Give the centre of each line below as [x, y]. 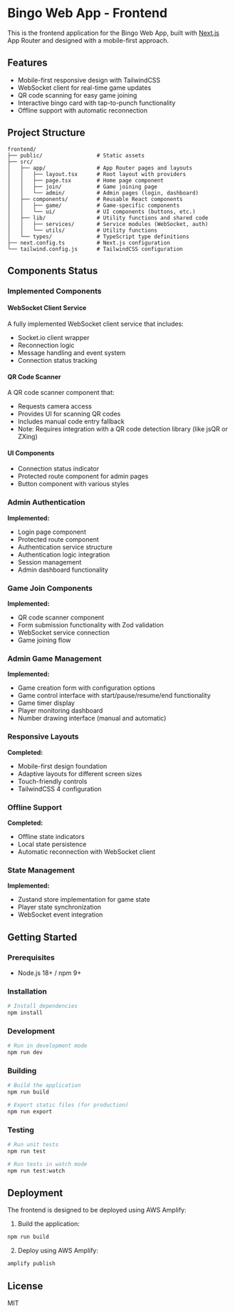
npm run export [30, 1111]
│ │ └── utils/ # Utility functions [83, 230]
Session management [49, 562]
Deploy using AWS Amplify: [58, 1251]
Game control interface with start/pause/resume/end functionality [114, 696]
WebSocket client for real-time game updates [84, 88]
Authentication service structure [65, 547]
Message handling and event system [72, 353]
